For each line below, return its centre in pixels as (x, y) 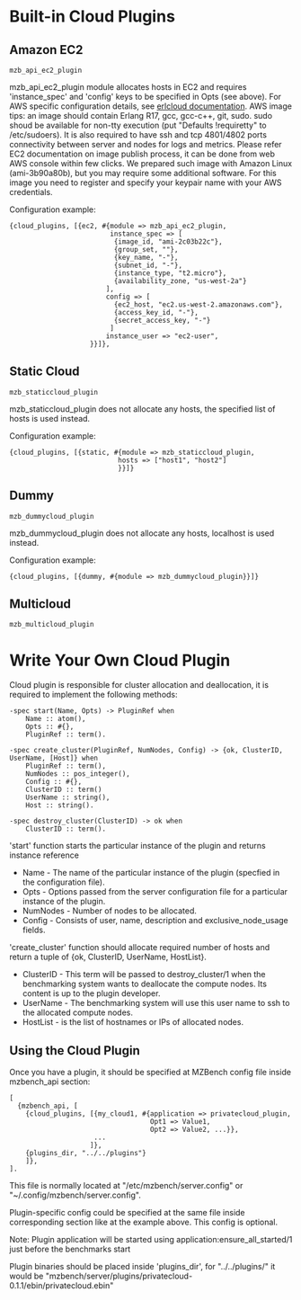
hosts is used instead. (50, 418)
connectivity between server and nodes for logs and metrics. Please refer (146, 144)
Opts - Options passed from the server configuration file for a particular (155, 892)
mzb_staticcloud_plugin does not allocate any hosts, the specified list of (142, 409)
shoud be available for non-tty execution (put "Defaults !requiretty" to (138, 125)
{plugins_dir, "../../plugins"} (86, 1153)
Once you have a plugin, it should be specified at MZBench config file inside (150, 1073)
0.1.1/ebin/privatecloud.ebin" (62, 1286)
